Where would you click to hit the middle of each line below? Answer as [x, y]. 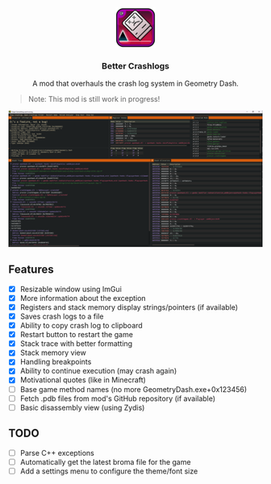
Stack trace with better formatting [76, 344]
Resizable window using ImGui [71, 289]
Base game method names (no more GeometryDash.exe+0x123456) [133, 389]
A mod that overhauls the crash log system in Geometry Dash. [135, 84]
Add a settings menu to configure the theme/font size [109, 471]
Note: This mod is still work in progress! [94, 99]
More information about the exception [83, 298]
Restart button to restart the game [76, 335]
